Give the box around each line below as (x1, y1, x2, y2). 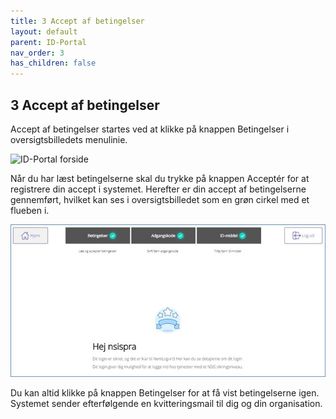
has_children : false (10, 58, 97, 69)
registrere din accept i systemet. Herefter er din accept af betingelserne (10, 183, 307, 195)
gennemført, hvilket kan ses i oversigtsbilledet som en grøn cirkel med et (10, 193, 310, 205)
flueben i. (10, 204, 50, 216)
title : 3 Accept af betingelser (10, 16, 145, 26)
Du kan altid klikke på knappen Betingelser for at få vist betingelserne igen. (10, 386, 320, 399)
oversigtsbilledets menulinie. (10, 133, 128, 145)
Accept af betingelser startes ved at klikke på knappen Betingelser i (10, 123, 290, 135)
